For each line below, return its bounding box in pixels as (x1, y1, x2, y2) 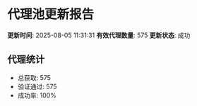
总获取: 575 (17, 73, 52, 81)
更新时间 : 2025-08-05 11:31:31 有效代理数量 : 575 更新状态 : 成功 (7, 31, 191, 39)
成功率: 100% (17, 91, 56, 99)
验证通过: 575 (17, 82, 58, 91)
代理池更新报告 (7, 6, 95, 22)
